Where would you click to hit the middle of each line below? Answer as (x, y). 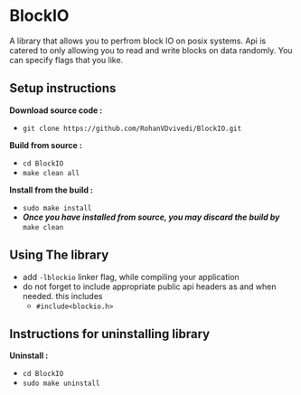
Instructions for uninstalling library (110, 334)
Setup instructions (63, 88)
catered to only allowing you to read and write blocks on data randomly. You (151, 50)
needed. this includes (62, 296)
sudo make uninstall (61, 384)
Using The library (59, 255)
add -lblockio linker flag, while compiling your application (131, 277)
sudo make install (57, 208)
